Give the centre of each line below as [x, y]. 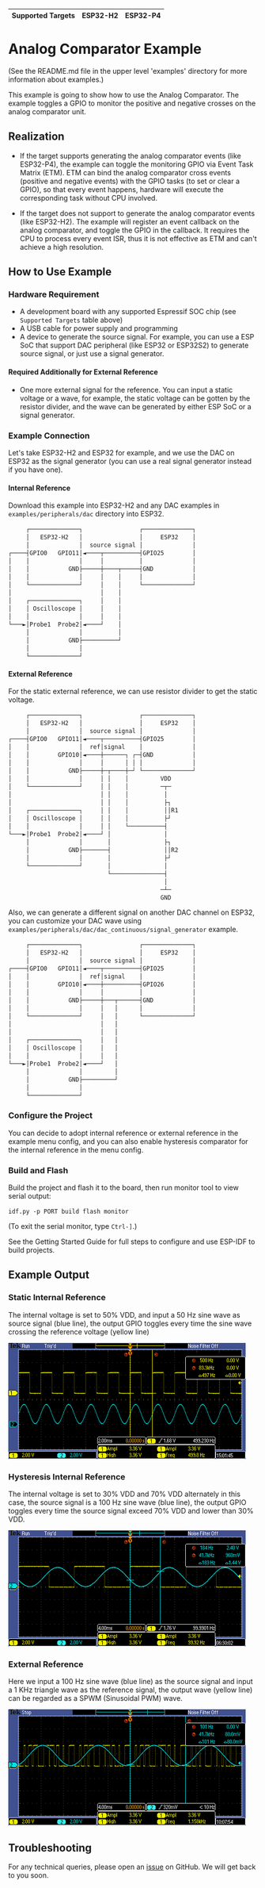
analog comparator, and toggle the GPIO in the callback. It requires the [134, 230]
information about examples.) [56, 79]
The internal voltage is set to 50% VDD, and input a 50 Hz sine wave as [124, 1314]
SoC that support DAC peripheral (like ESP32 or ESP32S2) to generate [134, 345]
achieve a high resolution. [62, 247]
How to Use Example [60, 272]
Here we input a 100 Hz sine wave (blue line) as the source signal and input [131, 1682]
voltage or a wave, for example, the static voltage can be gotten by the [135, 398]
